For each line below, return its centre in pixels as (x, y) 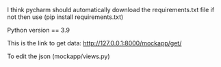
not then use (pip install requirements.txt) (65, 17)
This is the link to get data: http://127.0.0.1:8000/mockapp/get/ (94, 43)
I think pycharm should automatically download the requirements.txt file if (111, 10)
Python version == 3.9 (39, 30)
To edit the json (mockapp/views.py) (59, 56)
